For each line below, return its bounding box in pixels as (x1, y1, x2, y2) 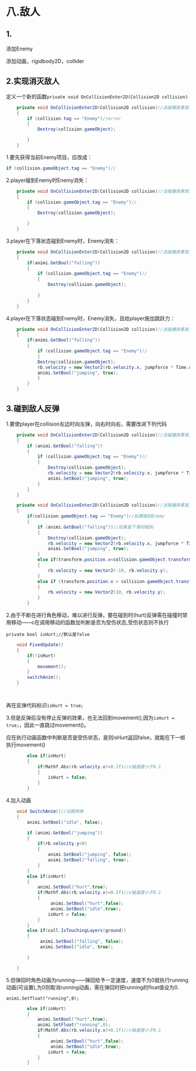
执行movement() (6, 741, 45, 748)
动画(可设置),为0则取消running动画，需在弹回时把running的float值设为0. (6, 983, 179, 991)
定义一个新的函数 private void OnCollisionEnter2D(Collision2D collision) (6, 93, 188, 100)
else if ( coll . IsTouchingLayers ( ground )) (27, 928, 127, 934)
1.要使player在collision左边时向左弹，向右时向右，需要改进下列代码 (6, 420, 167, 427)
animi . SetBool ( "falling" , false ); (40, 939, 124, 945)
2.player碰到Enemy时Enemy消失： (6, 177, 89, 184)
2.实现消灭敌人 (6, 77, 60, 87)
